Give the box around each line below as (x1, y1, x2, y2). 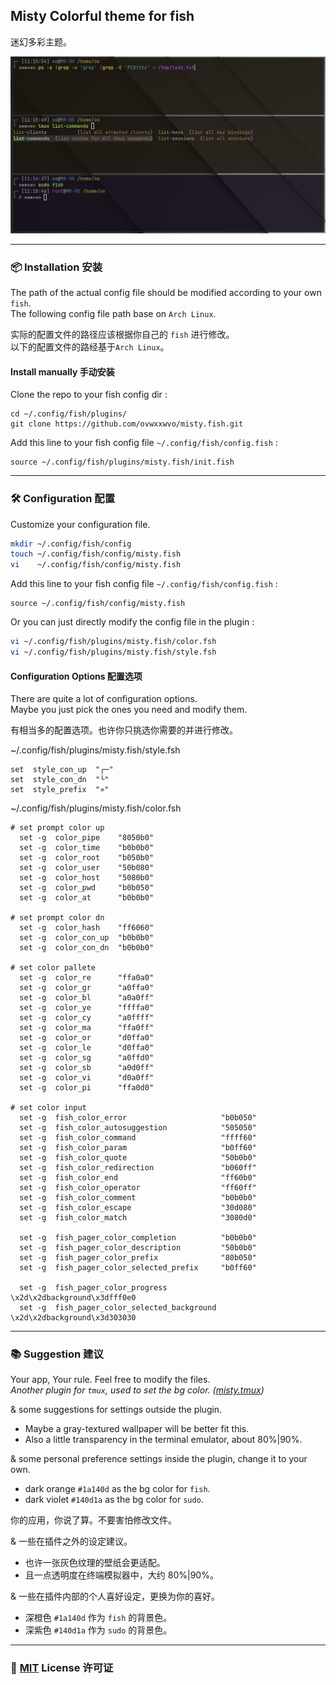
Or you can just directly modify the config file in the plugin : (10, 616, 255, 628)
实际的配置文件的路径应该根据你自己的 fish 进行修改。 (10, 329, 235, 341)
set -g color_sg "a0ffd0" (19, 1053, 155, 1063)
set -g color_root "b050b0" (19, 853, 155, 863)
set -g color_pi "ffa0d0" (19, 1083, 155, 1093)
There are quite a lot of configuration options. (10, 693, 198, 705)
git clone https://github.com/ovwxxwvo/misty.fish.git (10, 419, 244, 429)
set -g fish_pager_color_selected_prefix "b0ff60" (19, 1263, 257, 1273)
